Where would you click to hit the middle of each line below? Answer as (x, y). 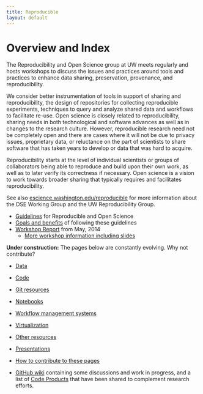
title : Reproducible (33, 12)
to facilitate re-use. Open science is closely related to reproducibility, (93, 116)
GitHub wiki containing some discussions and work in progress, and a (103, 373)
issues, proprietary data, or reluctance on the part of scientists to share (96, 142)
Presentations (33, 349)
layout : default (27, 18)
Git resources (32, 290)
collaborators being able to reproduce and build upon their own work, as (97, 166)
